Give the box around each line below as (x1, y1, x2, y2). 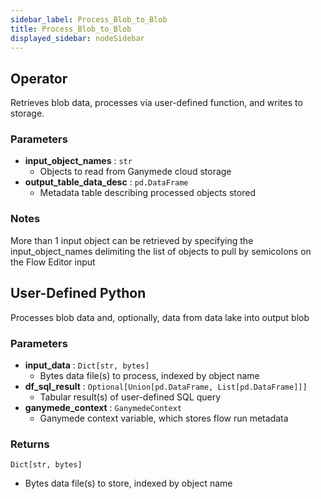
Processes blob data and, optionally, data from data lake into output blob (10, 311, 310, 323)
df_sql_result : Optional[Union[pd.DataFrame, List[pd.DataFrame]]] (24, 380, 308, 392)
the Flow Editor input (10, 256, 96, 268)
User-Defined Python (10, 285, 147, 302)
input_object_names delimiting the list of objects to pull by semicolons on (10, 245, 312, 257)
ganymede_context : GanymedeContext (24, 401, 182, 413)
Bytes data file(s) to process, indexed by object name (39, 369, 260, 381)
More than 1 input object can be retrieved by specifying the (10, 234, 254, 246)
